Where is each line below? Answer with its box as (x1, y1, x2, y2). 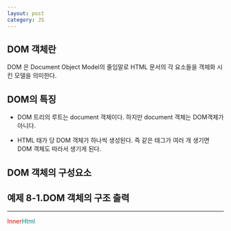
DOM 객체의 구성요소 (7, 167, 92, 178)
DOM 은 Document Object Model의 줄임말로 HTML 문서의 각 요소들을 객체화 (7, 63, 216, 71)
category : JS (7, 16, 45, 23)
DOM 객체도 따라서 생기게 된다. (16, 145, 102, 153)
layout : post (7, 10, 45, 17)
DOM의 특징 (7, 93, 56, 105)
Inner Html (7, 217, 36, 226)
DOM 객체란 (7, 43, 56, 55)
